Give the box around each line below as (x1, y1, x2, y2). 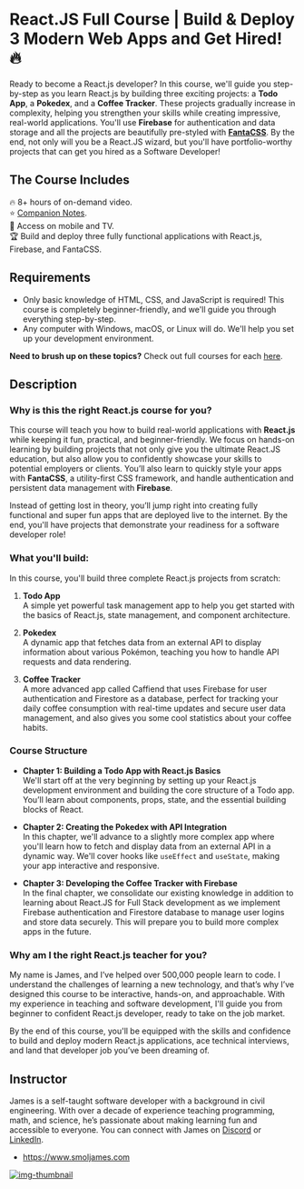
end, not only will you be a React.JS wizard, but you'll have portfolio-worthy (9, 136, 293, 147)
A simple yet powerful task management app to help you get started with (22, 600, 295, 611)
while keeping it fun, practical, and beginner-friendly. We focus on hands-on (9, 435, 295, 445)
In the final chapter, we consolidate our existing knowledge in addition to (22, 887, 294, 898)
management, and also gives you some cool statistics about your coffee (22, 712, 292, 723)
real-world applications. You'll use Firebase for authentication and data (9, 116, 276, 127)
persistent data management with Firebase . (9, 483, 173, 494)
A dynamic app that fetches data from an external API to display (22, 636, 261, 647)
